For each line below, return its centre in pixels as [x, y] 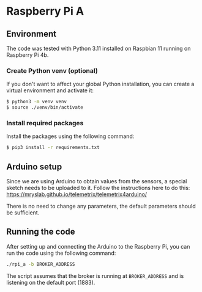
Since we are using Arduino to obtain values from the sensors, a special [97, 181]
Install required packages [45, 123]
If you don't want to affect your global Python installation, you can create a [100, 84]
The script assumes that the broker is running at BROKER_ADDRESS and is [95, 276]
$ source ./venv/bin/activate [45, 108]
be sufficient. [23, 213]
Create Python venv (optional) [52, 70]
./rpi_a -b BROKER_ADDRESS [41, 264]
